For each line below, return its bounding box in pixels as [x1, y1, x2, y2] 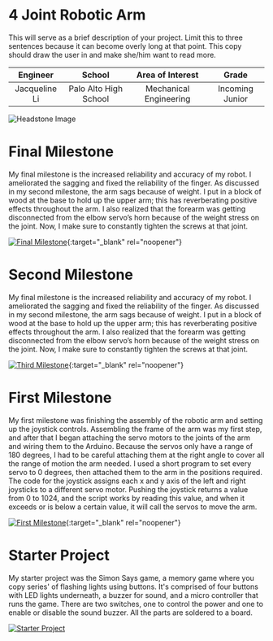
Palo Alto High [68, 83, 123, 94]
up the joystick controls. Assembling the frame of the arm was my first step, [8, 424, 262, 434]
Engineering [144, 93, 191, 104]
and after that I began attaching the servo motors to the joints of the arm [8, 433, 250, 443]
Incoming [218, 83, 254, 94]
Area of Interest [136, 69, 199, 81]
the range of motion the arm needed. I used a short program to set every [8, 458, 252, 469]
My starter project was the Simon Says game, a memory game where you [8, 573, 254, 582]
